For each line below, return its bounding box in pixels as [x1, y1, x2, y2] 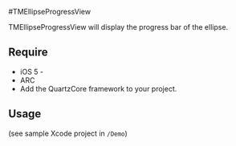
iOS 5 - [19, 67, 44, 76]
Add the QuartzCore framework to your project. [19, 83, 177, 93]
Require [8, 46, 48, 59]
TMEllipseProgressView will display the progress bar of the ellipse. [8, 22, 229, 31]
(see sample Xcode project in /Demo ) [8, 128, 128, 138]
